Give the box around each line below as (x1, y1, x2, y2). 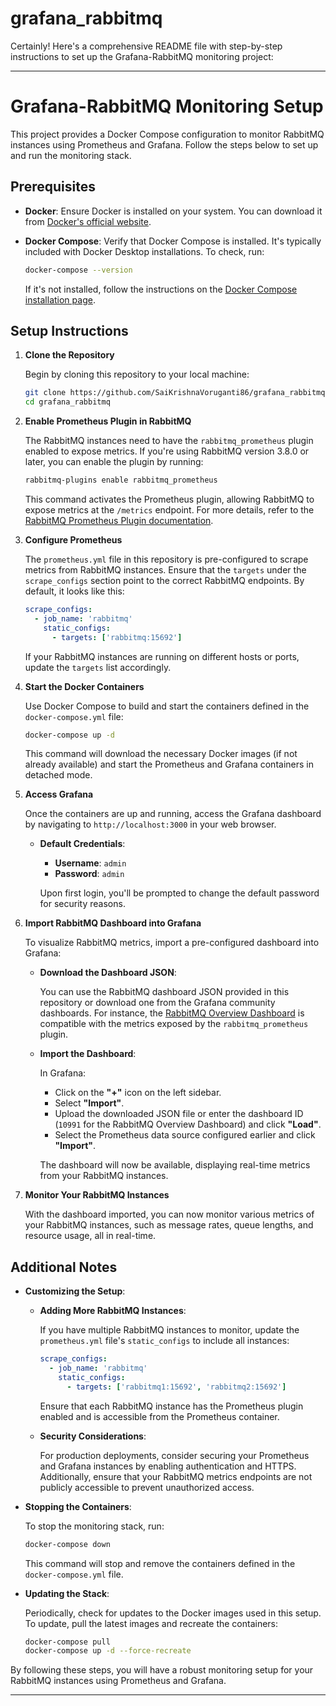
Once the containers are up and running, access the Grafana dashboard (24, 808, 322, 820)
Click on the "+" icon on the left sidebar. (54, 1087, 222, 1099)
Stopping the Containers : (24, 1500, 132, 1512)
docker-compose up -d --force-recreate (24, 1646, 192, 1656)
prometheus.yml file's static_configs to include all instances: (39, 1335, 290, 1347)
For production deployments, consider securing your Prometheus (39, 1449, 310, 1461)
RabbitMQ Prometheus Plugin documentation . (24, 515, 214, 526)
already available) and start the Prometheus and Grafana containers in (24, 758, 314, 771)
